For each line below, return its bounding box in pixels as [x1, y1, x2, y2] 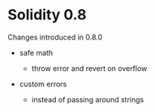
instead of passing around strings [31, 94, 144, 104]
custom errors [19, 79, 67, 89]
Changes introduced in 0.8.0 [7, 32, 103, 42]
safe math [19, 48, 54, 57]
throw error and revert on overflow [31, 63, 148, 73]
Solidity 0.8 [7, 6, 87, 24]
